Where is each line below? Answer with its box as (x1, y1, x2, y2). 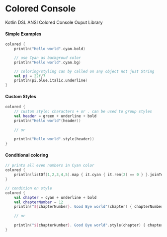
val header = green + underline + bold (14, 114, 97, 119)
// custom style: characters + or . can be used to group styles (14, 109, 153, 114)
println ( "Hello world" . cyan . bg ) (14, 60, 81, 65)
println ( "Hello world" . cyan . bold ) (14, 47, 85, 52)
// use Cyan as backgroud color (14, 55, 81, 60)
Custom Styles (5, 93, 36, 99)
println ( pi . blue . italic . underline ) (14, 78, 88, 83)
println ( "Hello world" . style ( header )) (14, 137, 94, 142)
